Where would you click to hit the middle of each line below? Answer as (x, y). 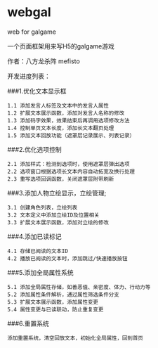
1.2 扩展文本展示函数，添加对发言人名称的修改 (66, 113)
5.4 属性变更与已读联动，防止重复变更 (55, 309)
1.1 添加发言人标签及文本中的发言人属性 (58, 105)
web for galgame (32, 32)
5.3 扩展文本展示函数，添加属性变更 (53, 302)
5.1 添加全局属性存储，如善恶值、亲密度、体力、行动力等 (79, 287)
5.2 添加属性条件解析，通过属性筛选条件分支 (63, 295)
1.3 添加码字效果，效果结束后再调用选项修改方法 (68, 120)
